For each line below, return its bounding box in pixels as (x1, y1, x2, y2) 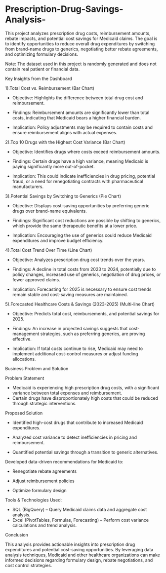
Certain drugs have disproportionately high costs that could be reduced (12, 395, 158, 401)
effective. (12, 336, 32, 342)
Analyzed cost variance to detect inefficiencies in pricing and (12, 434, 137, 440)
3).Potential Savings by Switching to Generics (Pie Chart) (5, 193, 122, 199)
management (12, 331, 40, 337)
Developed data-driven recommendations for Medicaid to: (5, 458, 124, 464)
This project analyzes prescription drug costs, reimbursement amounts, (5, 30, 151, 36)
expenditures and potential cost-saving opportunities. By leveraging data (5, 546, 154, 552)
